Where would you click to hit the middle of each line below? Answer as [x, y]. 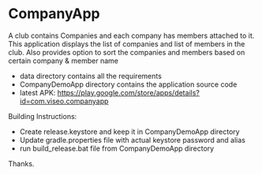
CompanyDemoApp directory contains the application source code [128, 84]
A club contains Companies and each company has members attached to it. [131, 35]
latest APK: [37, 92]
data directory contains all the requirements [90, 76]
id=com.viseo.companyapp [64, 101]
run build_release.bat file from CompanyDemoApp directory [117, 148]
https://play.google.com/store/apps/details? [128, 92]
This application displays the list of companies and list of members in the [127, 43]
